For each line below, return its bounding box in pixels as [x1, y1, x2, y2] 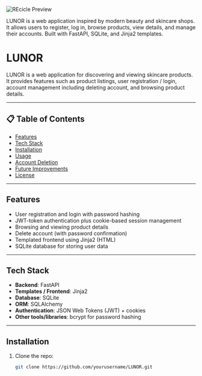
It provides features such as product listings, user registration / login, [6, 77, 177, 84]
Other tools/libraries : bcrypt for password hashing [14, 313, 141, 321]
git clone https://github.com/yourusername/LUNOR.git [14, 364, 153, 370]
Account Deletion [14, 158, 58, 165]
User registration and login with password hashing [14, 211, 140, 218]
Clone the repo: [14, 353, 54, 360]
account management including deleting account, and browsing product [6, 84, 185, 91]
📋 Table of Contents [6, 114, 85, 125]
